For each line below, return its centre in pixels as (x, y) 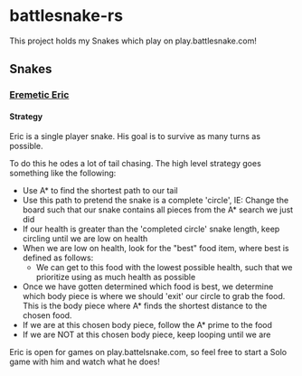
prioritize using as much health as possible (116, 277)
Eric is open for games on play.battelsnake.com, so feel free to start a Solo (148, 352)
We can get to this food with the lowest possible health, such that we (164, 268)
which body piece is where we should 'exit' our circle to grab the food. (154, 296)
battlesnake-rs (66, 16)
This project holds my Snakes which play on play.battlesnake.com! (133, 41)
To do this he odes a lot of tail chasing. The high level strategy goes (136, 164)
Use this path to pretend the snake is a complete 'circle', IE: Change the (156, 201)
